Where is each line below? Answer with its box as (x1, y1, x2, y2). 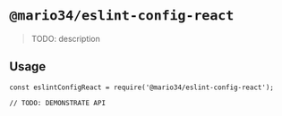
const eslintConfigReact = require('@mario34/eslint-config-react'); (9, 83, 275, 92)
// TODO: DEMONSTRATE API (9, 98, 106, 107)
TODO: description (30, 33, 101, 44)
